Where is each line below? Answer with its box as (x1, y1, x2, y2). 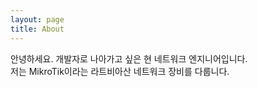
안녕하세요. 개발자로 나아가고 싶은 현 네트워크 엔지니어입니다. (10, 52, 248, 65)
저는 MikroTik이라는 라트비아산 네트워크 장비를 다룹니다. (10, 65, 230, 77)
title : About (10, 24, 65, 34)
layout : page (10, 14, 65, 25)
